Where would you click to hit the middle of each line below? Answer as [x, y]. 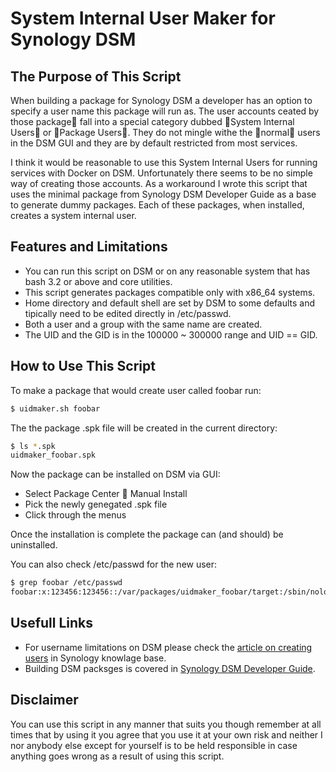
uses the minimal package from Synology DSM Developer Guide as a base [163, 194]
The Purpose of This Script [96, 76]
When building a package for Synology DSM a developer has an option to [161, 100]
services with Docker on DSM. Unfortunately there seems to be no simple [161, 173]
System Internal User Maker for [143, 18]
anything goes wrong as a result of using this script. [117, 756]
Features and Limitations [89, 247]
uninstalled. [34, 545]
